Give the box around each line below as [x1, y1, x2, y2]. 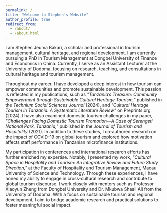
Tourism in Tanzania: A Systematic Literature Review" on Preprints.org [5, 107, 151, 113]
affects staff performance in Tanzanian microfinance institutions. [5, 139, 139, 145]
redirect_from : [5, 21, 37, 27]
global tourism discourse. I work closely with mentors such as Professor [5, 181, 154, 187]
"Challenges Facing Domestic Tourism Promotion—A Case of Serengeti [5, 118, 153, 124]
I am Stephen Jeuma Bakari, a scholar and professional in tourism [5, 45, 141, 50]
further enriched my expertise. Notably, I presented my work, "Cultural [5, 154, 151, 160]
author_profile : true [5, 17, 51, 22]
